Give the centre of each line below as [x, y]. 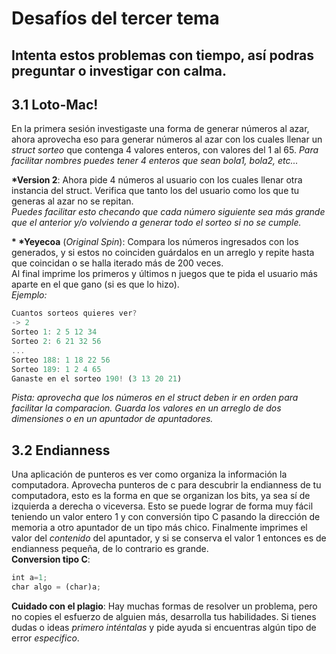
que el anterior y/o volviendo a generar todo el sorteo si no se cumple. [156, 223]
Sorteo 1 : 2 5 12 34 [54, 332]
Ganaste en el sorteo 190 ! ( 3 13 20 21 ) [97, 378]
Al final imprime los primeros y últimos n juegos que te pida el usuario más [164, 274]
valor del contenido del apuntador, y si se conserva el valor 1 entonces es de [169, 538]
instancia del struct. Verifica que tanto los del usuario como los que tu [155, 191]
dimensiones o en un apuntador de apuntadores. [112, 419]
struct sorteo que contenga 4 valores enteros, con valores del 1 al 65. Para [165, 150]
